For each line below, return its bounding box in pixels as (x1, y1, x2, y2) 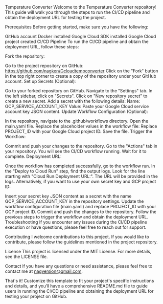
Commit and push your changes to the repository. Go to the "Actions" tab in (5, 143, 158, 149)
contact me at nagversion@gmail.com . (5, 268, 83, 274)
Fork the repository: (5, 53, 45, 59)
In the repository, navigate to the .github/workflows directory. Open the (5, 118, 148, 124)
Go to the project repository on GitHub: (5, 63, 84, 68)
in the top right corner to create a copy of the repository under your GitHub (5, 73, 157, 79)
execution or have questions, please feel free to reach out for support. (5, 224, 147, 230)
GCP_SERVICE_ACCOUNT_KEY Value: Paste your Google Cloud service (5, 104, 149, 109)
